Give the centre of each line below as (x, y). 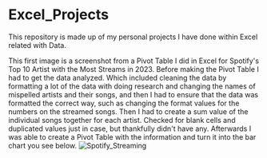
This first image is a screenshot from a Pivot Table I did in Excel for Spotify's (134, 61)
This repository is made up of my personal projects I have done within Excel (133, 37)
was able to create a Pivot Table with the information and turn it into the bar (132, 136)
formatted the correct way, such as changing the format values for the (124, 103)
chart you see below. (43, 145)
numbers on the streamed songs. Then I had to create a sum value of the (128, 111)
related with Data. (37, 45)
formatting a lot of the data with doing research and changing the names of (132, 86)
